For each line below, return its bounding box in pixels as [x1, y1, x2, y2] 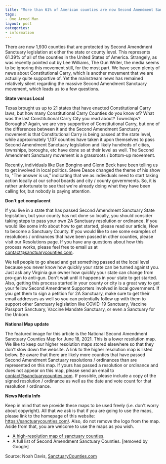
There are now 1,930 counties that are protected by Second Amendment [5, 44, 153, 49]
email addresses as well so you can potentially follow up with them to [5, 296, 146, 302]
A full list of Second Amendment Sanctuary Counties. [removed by [12, 438, 148, 444]
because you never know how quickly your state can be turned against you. [5, 264, 160, 270]
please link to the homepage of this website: [5, 413, 95, 418]
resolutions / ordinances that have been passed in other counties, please [5, 233, 154, 239]
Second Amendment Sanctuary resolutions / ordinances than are [5, 357, 137, 363]
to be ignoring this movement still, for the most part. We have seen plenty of [5, 65, 160, 71]
